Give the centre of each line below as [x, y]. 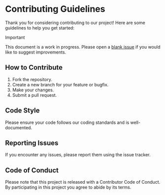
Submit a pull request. [34, 95]
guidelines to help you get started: [40, 28]
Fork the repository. [32, 79]
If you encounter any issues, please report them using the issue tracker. [78, 155]
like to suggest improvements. [36, 52]
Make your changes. [33, 90]
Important [15, 37]
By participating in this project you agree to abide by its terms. [68, 187]
